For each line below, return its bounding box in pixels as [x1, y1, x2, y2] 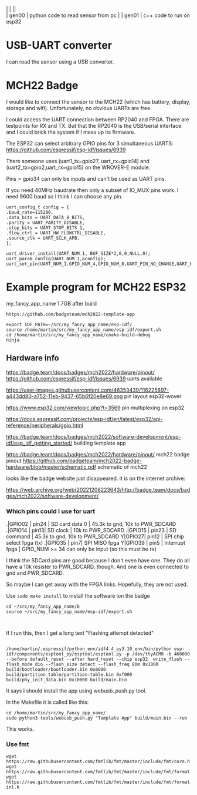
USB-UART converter [6, 39, 113, 52]
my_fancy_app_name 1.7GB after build [6, 300, 97, 307]
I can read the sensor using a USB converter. [6, 58, 114, 65]
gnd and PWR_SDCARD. [6, 569, 64, 577]
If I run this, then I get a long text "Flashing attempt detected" [6, 629, 154, 636]
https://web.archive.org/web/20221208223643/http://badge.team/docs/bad [6, 486, 191, 493]
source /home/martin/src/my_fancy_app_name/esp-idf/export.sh [6, 327, 161, 333]
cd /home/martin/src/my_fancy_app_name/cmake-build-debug [6, 332, 151, 338]
